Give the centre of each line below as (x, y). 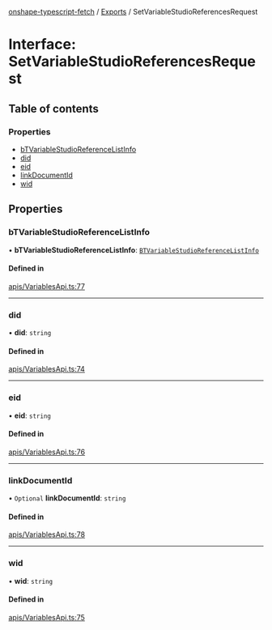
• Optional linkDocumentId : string (67, 498)
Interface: (42, 45)
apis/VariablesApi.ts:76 (47, 452)
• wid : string (31, 581)
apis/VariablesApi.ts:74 (47, 369)
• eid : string (30, 415)
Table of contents (53, 109)
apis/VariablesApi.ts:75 (47, 617)
